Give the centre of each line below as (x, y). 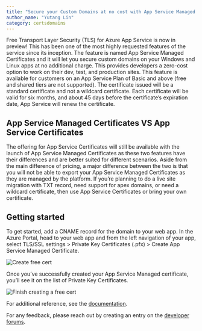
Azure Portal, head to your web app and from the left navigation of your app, (101, 238)
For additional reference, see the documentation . (67, 304)
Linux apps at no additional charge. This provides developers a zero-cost (97, 66)
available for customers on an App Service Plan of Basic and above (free (96, 78)
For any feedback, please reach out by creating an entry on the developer (98, 315)
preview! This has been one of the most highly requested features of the (96, 46)
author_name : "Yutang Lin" (40, 17)
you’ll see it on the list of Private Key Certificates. (67, 280)
